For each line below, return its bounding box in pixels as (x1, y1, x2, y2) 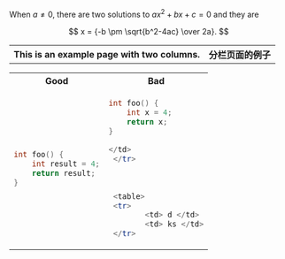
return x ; (127, 117, 168, 126)
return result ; (31, 168, 96, 178)
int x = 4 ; (127, 107, 173, 118)
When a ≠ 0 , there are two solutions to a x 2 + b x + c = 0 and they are (9, 8, 259, 19)
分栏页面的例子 (208, 49, 272, 61)
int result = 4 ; (31, 158, 100, 169)
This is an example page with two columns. (13, 48, 201, 60)
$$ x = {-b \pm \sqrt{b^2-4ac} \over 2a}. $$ (68, 26, 229, 36)
